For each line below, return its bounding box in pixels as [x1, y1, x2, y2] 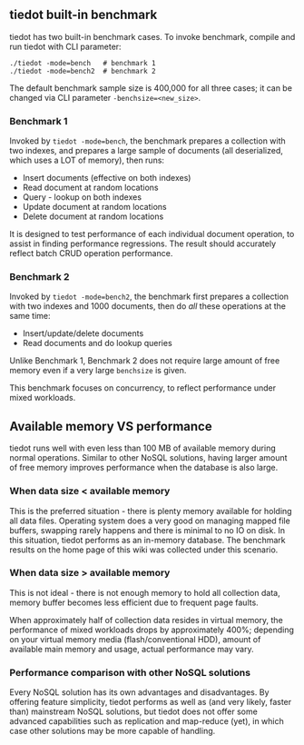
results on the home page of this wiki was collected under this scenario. [9, 544, 279, 555]
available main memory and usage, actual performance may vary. [9, 643, 254, 654]
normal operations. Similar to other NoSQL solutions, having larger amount [9, 452, 288, 463]
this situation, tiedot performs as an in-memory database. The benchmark [9, 534, 286, 545]
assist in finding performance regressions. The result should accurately [9, 238, 277, 249]
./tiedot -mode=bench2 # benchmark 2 [9, 66, 156, 75]
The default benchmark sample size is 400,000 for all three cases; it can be [9, 82, 293, 94]
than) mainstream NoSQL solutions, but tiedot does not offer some [9, 706, 259, 717]
